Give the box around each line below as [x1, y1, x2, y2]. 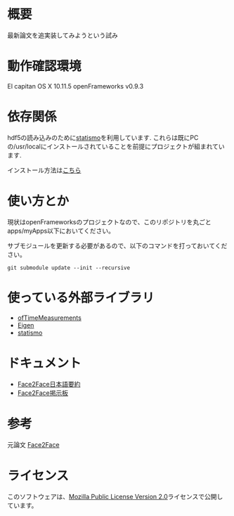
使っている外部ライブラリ [7, 290, 155, 306]
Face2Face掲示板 [17, 388, 69, 397]
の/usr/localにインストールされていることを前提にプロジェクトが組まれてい [7, 142, 225, 150]
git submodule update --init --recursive [7, 264, 131, 271]
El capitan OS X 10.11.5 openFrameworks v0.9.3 [7, 82, 144, 90]
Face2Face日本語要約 [17, 380, 81, 388]
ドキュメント [7, 355, 82, 371]
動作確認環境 [7, 58, 82, 75]
